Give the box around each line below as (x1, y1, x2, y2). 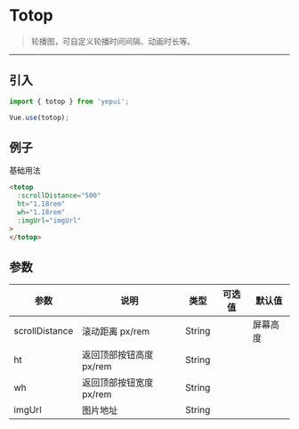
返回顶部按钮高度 (81, 349, 154, 361)
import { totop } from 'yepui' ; (9, 97, 129, 106)
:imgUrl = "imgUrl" (17, 215, 82, 225)
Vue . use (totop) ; (9, 113, 69, 122)
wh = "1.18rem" (17, 207, 66, 216)
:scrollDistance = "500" (17, 191, 101, 200)
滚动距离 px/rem (81, 326, 150, 338)
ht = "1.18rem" (17, 199, 66, 209)
